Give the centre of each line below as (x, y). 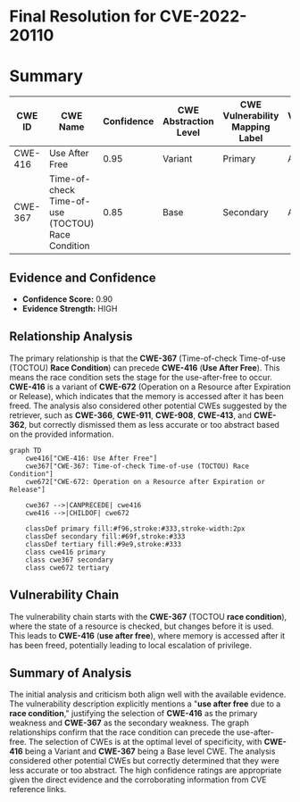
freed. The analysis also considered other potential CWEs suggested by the (148, 405)
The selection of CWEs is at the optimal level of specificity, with (145, 742)
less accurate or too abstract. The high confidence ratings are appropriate (146, 771)
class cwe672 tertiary (67, 568)
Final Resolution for (83, 17)
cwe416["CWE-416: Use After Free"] (92, 458)
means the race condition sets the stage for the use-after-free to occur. (141, 377)
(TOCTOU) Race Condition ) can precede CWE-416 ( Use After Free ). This (145, 367)
